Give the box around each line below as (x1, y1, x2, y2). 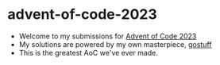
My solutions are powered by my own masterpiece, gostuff (18, 39, 212, 49)
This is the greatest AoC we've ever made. (18, 48, 158, 57)
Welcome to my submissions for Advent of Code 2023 (18, 31, 197, 41)
